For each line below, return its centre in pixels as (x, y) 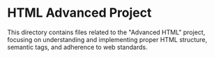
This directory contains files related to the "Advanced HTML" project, (106, 32)
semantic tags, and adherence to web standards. (77, 47)
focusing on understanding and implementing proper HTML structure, (107, 39)
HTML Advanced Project (79, 13)
